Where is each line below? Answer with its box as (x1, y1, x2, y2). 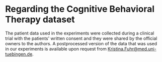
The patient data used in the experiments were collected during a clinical (5, 30, 155, 36)
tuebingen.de (5, 51, 33, 57)
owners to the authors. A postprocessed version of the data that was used (5, 40, 158, 46)
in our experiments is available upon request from (5, 46, 107, 52)
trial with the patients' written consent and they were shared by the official (5, 35, 158, 41)
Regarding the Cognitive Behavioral (5, 3, 155, 15)
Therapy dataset (5, 14, 75, 25)
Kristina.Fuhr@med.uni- (107, 46, 157, 52)
